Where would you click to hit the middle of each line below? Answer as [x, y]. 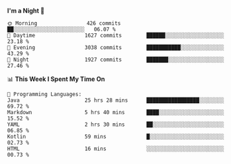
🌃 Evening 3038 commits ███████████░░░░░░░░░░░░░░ [116, 48]
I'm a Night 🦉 [26, 11]
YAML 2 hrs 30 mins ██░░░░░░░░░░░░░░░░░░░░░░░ [116, 125]
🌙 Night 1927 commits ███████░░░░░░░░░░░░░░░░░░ [116, 60]
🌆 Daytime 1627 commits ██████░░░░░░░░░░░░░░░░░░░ [116, 35]
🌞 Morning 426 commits [64, 24]
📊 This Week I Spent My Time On [56, 79]
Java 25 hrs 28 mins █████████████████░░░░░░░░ [116, 100]
